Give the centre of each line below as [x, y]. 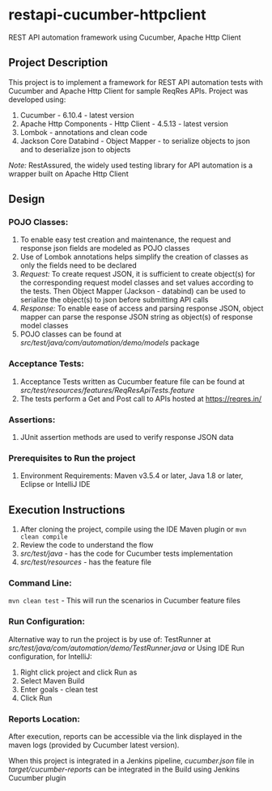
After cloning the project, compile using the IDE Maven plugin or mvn [133, 529]
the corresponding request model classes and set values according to [136, 283]
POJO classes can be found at [71, 334]
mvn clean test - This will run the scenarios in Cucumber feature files [125, 601]
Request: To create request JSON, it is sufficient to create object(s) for [138, 274]
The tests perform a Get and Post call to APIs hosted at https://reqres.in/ [141, 399]
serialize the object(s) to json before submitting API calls [114, 300]
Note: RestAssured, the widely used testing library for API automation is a [131, 165]
